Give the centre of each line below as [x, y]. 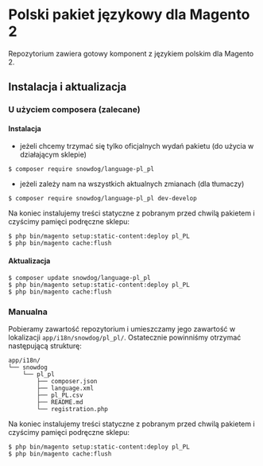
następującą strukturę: [45, 346]
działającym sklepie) [53, 155]
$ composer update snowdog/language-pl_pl [79, 278]
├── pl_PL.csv [60, 395]
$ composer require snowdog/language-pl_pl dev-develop [102, 199]
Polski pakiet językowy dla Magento [129, 15]
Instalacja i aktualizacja [68, 87]
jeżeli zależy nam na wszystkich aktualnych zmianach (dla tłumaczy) [132, 184]
